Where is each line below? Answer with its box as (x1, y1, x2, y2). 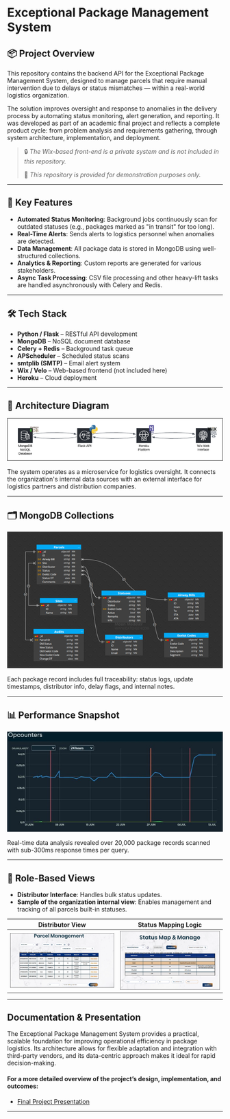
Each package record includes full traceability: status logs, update (7, 675, 194, 683)
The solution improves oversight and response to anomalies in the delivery (7, 104, 218, 113)
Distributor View (38, 920, 86, 929)
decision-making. (7, 1059, 57, 1067)
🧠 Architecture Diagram (7, 400, 110, 411)
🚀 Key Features (7, 197, 73, 209)
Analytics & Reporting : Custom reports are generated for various (16, 259, 202, 267)
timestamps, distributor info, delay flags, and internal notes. (7, 682, 175, 691)
